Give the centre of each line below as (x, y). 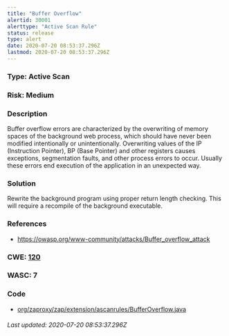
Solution (22, 183)
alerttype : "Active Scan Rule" (52, 26)
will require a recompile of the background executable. (85, 206)
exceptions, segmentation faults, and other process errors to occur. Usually (115, 158)
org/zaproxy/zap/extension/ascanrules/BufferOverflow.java (102, 309)
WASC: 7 (22, 276)
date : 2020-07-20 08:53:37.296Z (54, 46)
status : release (30, 33)
